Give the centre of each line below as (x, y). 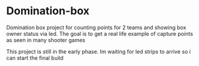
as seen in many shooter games (46, 40)
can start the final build (35, 58)
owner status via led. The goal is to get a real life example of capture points (100, 33)
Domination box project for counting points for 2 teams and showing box (96, 27)
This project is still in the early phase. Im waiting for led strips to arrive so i (99, 51)
